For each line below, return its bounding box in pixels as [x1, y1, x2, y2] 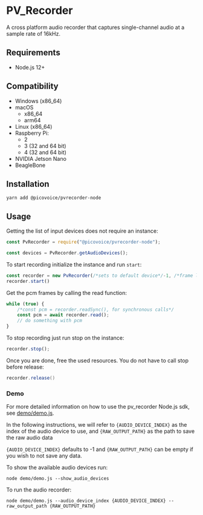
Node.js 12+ [14, 63, 45, 71]
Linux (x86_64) [14, 123, 53, 130]
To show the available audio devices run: [6, 464, 108, 471]
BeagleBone [14, 161, 46, 169]
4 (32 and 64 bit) [24, 149, 66, 156]
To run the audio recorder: [6, 486, 72, 493]
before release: [6, 363, 44, 371]
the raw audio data [6, 434, 53, 441]
